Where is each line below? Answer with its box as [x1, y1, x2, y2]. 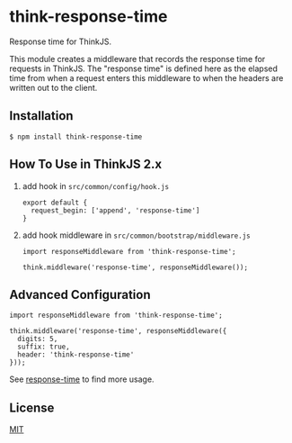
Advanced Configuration [9, 286, 151, 303]
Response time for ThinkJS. [9, 36, 112, 47]
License [9, 400, 55, 415]
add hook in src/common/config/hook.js [22, 180, 170, 191]
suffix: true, [17, 342, 70, 352]
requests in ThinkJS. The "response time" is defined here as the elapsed [9, 63, 279, 74]
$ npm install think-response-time [9, 132, 143, 141]
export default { [22, 198, 88, 207]
